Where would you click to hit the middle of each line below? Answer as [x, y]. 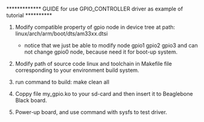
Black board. [31, 100]
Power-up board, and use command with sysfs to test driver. [91, 112]
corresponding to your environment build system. [77, 70]
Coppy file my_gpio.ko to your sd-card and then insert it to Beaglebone [104, 94]
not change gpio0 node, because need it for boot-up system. [101, 52]
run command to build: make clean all [62, 82]
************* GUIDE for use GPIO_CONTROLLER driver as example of [95, 9]
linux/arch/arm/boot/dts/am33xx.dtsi [62, 34]
